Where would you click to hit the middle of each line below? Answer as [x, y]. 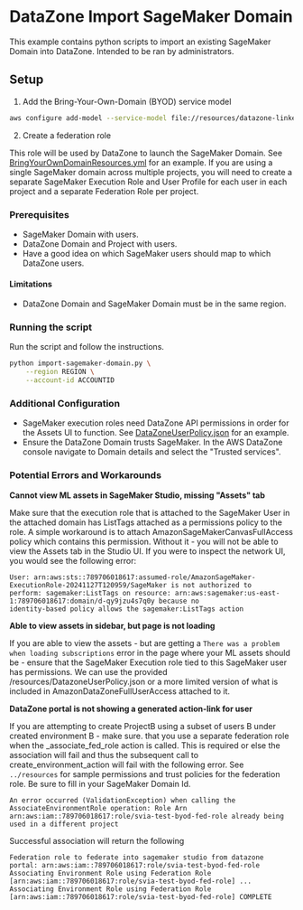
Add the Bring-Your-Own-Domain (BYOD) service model [127, 101]
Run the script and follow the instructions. [87, 347]
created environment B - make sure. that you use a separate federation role [149, 736]
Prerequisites [39, 214]
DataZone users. [53, 263]
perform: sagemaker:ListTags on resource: [90, 593]
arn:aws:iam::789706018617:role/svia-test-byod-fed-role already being [147, 816]
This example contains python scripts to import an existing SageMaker [140, 42]
